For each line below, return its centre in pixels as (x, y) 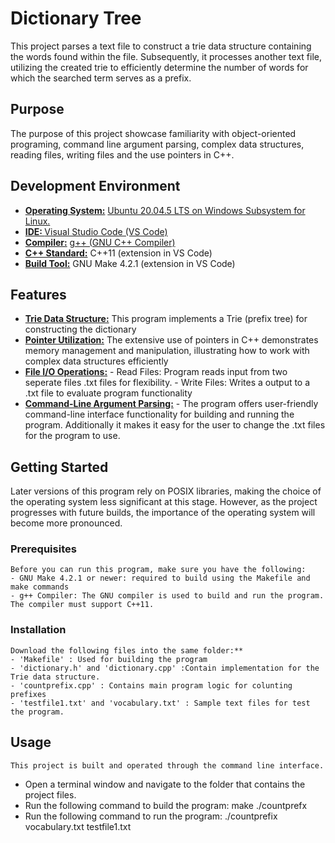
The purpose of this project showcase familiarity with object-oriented (153, 133)
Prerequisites (43, 549)
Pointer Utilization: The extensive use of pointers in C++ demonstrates (171, 340)
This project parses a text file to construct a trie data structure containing (161, 46)
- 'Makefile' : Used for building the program (109, 659)
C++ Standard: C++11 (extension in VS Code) (118, 253)
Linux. (37, 221)
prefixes (28, 694)
